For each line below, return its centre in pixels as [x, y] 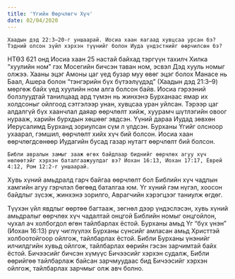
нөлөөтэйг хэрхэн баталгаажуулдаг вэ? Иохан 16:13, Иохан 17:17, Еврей [115, 160]
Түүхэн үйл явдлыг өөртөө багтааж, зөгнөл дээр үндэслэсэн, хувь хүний [117, 208]
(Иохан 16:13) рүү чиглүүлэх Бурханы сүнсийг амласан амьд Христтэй [114, 230]
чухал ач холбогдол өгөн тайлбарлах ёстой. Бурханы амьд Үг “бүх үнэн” [117, 223]
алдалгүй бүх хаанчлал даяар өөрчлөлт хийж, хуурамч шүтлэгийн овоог [117, 111]
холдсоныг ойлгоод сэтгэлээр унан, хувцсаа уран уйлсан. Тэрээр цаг [113, 104]
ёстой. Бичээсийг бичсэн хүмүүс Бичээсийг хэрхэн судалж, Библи [108, 253]
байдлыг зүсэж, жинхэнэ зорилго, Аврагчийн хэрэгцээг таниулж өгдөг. [115, 194]
